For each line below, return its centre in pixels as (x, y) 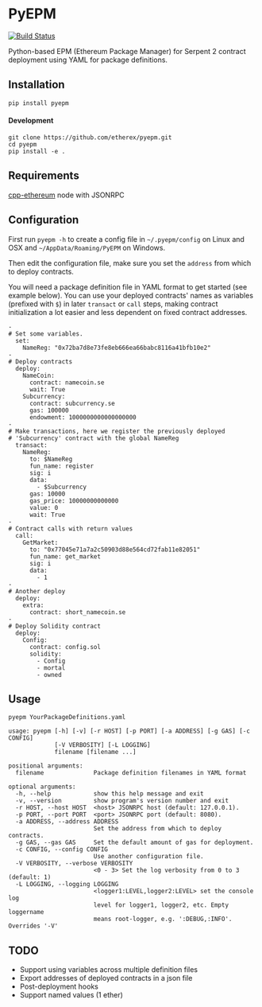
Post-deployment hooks (59, 986)
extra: (33, 605)
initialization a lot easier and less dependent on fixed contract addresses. (128, 312)
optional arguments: (42, 787)
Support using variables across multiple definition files (109, 970)
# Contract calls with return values (71, 529)
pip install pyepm (39, 103)
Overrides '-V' (33, 926)
